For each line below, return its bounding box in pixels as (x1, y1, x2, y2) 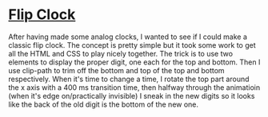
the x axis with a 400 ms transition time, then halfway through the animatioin (8, 82, 261, 92)
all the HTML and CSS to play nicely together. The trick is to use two (8, 49, 234, 58)
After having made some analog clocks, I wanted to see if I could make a (8, 32, 248, 41)
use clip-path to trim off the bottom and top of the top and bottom (8, 65, 226, 75)
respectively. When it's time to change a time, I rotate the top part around (8, 74, 250, 84)
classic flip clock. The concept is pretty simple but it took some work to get (8, 40, 256, 49)
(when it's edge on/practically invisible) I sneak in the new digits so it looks (8, 91, 255, 100)
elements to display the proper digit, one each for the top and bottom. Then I (8, 57, 261, 67)
